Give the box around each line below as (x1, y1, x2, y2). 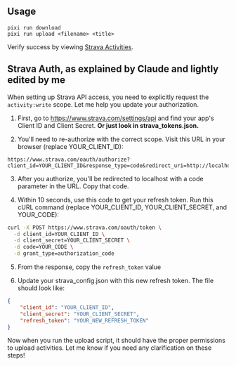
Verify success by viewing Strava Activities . (7, 42, 133, 51)
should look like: (17, 284, 65, 292)
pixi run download (7, 24, 61, 31)
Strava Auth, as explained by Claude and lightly (7, 63, 219, 75)
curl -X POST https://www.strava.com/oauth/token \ (7, 224, 162, 231)
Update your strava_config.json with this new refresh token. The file (17, 277, 214, 285)
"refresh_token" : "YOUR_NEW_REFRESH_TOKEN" (20, 317, 150, 324)
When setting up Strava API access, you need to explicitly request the (7, 93, 209, 101)
